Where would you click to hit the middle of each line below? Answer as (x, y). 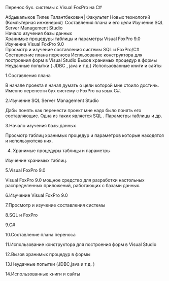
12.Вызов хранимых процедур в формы (48, 254)
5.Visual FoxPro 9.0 (25, 170)
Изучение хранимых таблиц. (36, 160)
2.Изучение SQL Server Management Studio (52, 100)
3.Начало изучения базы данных (41, 126)
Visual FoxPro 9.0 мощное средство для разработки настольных (75, 180)
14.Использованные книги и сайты (43, 274)
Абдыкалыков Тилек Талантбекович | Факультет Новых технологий (78, 17)
